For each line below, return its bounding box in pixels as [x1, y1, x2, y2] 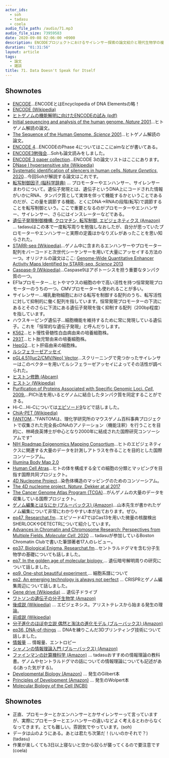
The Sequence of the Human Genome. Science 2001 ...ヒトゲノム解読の [12, 131, 161, 137]
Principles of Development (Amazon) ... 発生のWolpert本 [12, 677, 129, 683]
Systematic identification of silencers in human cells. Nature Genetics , [12, 167, 158, 174]
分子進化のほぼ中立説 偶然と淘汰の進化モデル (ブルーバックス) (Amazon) [12, 620, 163, 626]
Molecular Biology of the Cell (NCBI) [12, 683, 88, 689]
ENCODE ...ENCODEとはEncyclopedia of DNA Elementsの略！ [12, 101, 140, 107]
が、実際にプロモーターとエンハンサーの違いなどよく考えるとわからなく [12, 717, 162, 723]
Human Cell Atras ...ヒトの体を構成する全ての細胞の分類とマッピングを [12, 465, 158, 471]
